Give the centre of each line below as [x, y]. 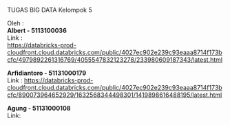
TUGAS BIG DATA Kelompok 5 [50, 10]
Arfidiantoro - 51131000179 [47, 73]
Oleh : [15, 23]
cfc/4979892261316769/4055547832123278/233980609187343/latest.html [115, 60]
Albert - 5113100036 [37, 31]
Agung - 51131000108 [39, 108]
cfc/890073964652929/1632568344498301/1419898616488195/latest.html [115, 95]
